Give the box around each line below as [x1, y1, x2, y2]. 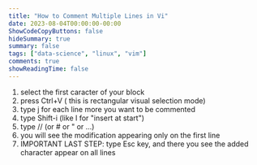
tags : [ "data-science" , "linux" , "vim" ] [8, 50, 148, 58]
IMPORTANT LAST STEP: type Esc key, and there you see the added [19, 139, 249, 149]
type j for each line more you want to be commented [19, 104, 196, 114]
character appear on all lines [19, 147, 116, 157]
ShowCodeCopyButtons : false [8, 27, 104, 35]
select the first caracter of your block [19, 87, 145, 97]
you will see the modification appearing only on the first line [19, 130, 221, 140]
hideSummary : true [8, 34, 71, 43]
